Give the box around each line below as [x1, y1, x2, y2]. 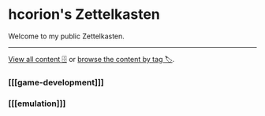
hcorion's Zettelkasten [8, 5, 160, 24]
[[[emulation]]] [8, 98, 66, 109]
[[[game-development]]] [8, 77, 104, 88]
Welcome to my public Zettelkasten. [8, 31, 125, 41]
